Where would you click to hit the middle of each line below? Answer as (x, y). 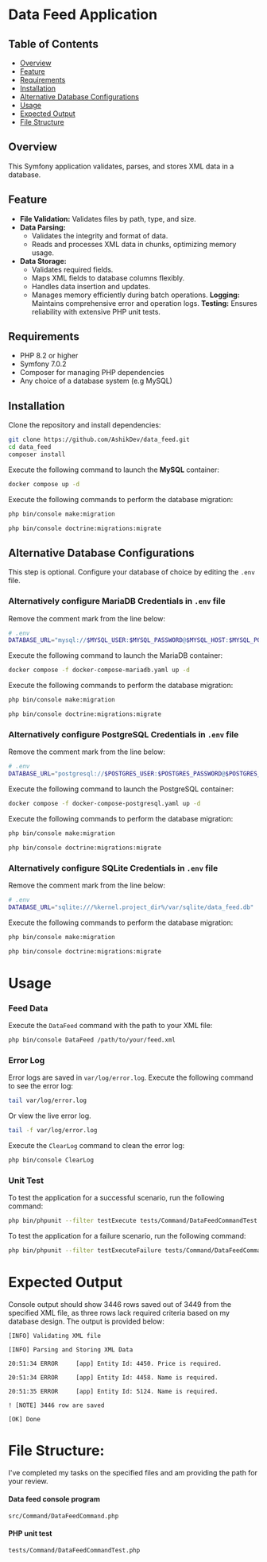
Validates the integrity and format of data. (100, 235)
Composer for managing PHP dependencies (92, 373)
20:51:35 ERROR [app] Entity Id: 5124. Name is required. (113, 1391)
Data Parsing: (43, 227)
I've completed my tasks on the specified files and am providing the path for (133, 1472)
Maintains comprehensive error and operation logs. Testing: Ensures (144, 303)
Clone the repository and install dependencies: (85, 425)
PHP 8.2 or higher (49, 356)
